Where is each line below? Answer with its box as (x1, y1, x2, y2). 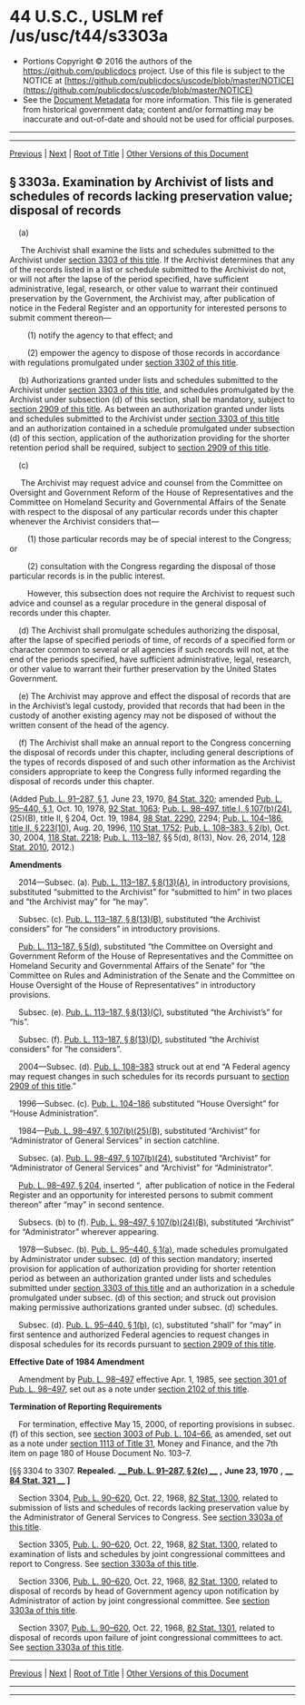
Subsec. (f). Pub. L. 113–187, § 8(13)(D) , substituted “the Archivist (17, 1033, 260, 1045)
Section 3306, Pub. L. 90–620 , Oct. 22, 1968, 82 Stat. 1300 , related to (17, 1575, 279, 1586)
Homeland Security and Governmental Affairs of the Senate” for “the (9, 960, 266, 971)
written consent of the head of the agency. (9, 719, 170, 730)
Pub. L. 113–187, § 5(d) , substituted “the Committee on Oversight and (17, 941, 274, 951)
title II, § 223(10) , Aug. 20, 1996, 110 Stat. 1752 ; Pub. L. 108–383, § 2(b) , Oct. (9, 822, 290, 833)
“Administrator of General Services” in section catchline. (9, 1135, 220, 1146)
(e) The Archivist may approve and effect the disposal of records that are (17, 690, 291, 701)
